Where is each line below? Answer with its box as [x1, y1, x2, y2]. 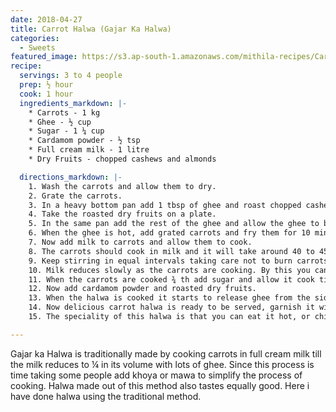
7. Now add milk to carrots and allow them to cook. [28, 237, 253, 247]
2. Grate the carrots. [28, 191, 123, 201]
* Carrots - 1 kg [28, 107, 101, 118]
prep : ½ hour [19, 80, 74, 90]
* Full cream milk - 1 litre [28, 145, 150, 155]
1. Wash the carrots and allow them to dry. [28, 181, 217, 191]
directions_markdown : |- [19, 172, 123, 182]
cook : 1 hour [19, 89, 74, 99]
